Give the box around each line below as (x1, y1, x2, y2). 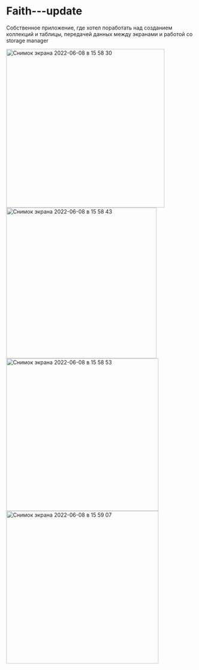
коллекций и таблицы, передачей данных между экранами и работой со (6, 30, 193, 37)
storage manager (6, 37, 49, 44)
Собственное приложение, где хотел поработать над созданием (6, 24, 173, 31)
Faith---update (6, 4, 83, 18)
